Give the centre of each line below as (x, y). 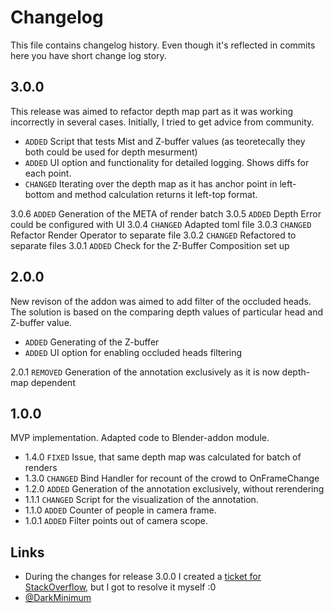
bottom (39, 194)
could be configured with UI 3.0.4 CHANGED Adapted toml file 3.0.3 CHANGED (161, 224)
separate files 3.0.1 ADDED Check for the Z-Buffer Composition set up (150, 245)
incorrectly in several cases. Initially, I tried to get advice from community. (162, 122)
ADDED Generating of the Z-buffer (92, 342)
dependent (53, 382)
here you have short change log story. (88, 55)
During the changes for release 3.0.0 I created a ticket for (143, 577)
